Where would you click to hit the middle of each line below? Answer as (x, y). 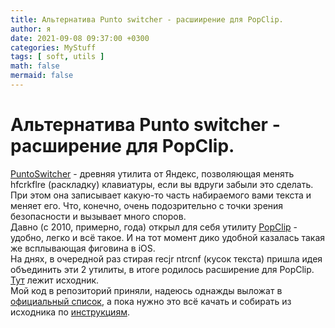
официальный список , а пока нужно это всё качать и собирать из (151, 301)
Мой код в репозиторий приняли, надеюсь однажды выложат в (146, 290)
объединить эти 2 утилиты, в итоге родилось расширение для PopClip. (162, 269)
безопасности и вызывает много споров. (98, 216)
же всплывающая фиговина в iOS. (83, 248)
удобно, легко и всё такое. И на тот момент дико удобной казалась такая (168, 237)
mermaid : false (42, 76)
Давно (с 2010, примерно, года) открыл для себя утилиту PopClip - (154, 227)
